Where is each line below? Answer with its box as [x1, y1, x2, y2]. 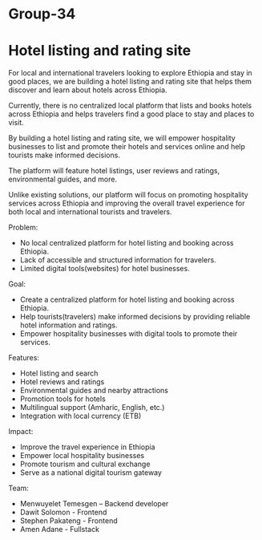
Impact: [8, 427, 34, 436]
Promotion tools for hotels [19, 394, 106, 404]
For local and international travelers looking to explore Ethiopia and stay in [8, 68, 252, 78]
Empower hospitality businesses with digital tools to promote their [19, 329, 238, 339]
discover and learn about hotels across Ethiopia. [8, 85, 167, 95]
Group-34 [8, 5, 76, 23]
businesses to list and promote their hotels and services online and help [8, 142, 246, 152]
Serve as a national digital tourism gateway [19, 468, 163, 477]
